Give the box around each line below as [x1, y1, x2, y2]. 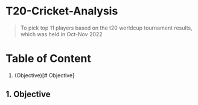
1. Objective [5, 89, 51, 100]
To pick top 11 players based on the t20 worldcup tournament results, [20, 24, 193, 31]
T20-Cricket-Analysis [5, 4, 118, 18]
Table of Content [5, 52, 92, 66]
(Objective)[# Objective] [14, 71, 75, 79]
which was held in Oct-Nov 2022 [20, 30, 103, 37]
